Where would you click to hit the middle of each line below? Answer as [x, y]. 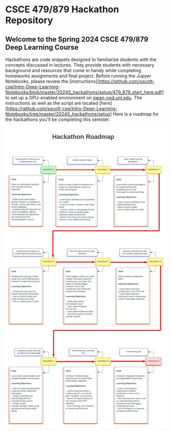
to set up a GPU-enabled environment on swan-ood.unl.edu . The [74, 98]
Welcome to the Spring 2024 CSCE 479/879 [77, 39]
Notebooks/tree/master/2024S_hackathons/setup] [59, 114]
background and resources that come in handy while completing [73, 70]
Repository [29, 20]
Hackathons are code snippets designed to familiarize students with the [81, 59]
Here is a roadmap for [136, 114]
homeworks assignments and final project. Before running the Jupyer [78, 76]
